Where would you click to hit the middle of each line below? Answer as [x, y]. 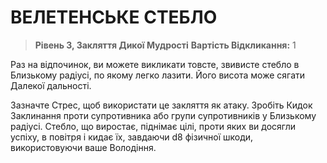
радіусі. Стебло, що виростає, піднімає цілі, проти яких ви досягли [153, 126]
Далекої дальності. [51, 85]
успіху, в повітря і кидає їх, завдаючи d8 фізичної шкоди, [132, 137]
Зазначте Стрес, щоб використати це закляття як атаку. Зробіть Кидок [161, 105]
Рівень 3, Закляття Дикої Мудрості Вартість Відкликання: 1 [165, 45]
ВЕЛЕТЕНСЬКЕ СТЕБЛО [114, 17]
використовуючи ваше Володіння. [83, 147]
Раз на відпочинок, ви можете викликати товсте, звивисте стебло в [155, 64]
